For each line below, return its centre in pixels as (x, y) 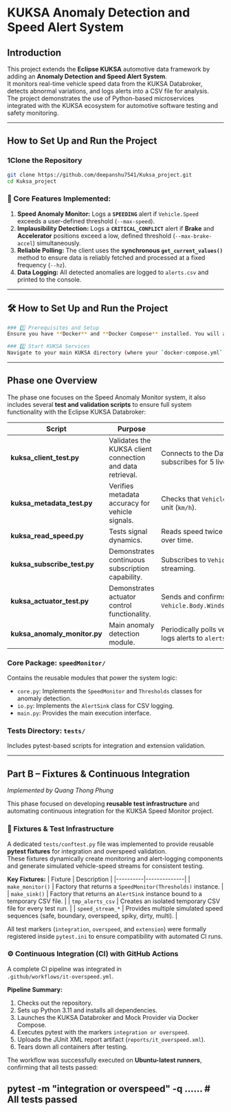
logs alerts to (182, 638)
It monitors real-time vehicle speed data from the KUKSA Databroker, (105, 84)
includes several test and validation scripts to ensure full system (99, 404)
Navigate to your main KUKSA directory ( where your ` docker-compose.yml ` (115, 353)
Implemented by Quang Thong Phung (60, 790)
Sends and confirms (194, 597)
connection (127, 457)
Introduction (34, 53)
